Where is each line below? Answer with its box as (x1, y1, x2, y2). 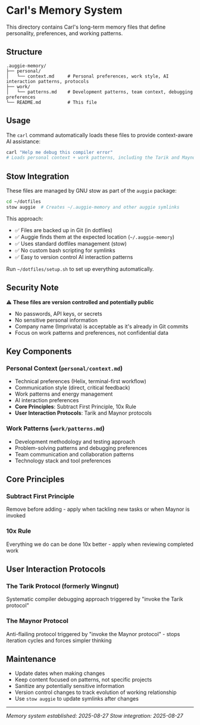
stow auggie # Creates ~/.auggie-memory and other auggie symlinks (6, 204, 180, 210)
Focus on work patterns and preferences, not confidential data (14, 329, 168, 336)
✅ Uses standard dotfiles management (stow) (14, 240, 127, 247)
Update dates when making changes (14, 670, 105, 677)
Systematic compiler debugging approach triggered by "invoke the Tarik (6, 596, 183, 603)
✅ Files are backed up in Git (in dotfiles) (14, 226, 112, 233)
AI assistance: (6, 138, 40, 145)
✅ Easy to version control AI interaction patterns (14, 253, 133, 260)
